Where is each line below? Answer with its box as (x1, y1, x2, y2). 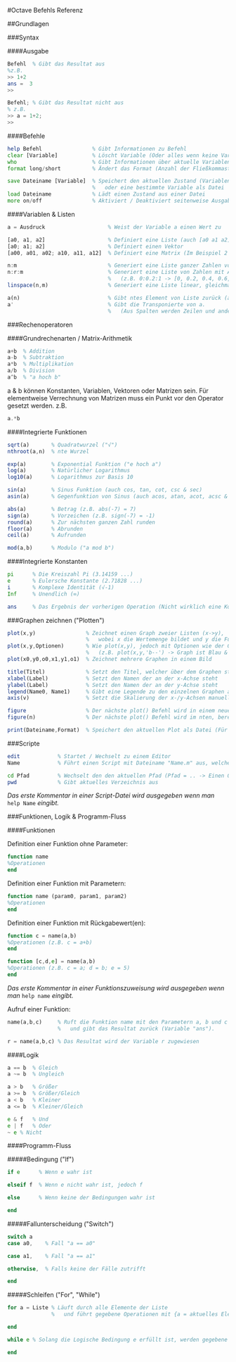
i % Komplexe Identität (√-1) (7, 584, 114, 591)
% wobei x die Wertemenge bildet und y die (85, 636, 221, 643)
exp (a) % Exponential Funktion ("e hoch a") (7, 460, 162, 467)
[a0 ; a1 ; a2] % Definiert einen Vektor (7, 243, 184, 250)
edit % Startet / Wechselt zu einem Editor (7, 752, 171, 759)
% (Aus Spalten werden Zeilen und (107, 308, 216, 315)
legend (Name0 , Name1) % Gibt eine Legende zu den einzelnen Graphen (7, 688, 225, 695)
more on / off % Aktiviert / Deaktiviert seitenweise (7, 197, 209, 204)
